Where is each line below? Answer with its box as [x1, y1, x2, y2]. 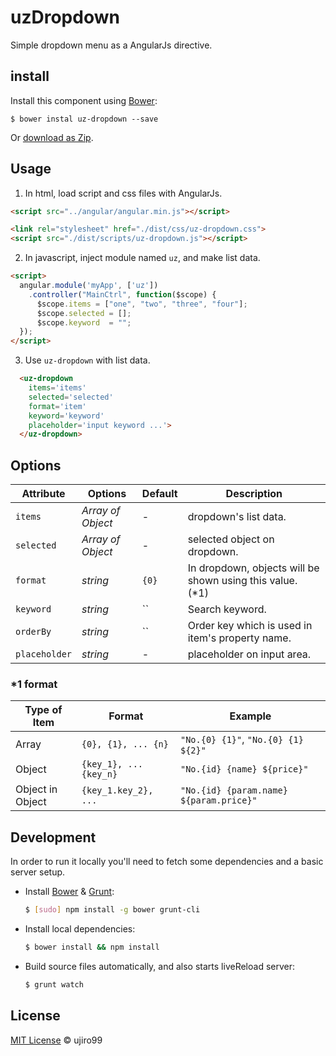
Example [229, 709, 272, 723]
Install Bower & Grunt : [24, 886, 115, 898]
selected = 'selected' [28, 392, 114, 402]
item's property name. [187, 631, 292, 645]
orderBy [15, 626, 52, 638]
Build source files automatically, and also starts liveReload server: [24, 960, 295, 972]
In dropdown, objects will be [187, 561, 320, 575]
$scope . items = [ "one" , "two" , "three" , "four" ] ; [36, 299, 248, 309]
